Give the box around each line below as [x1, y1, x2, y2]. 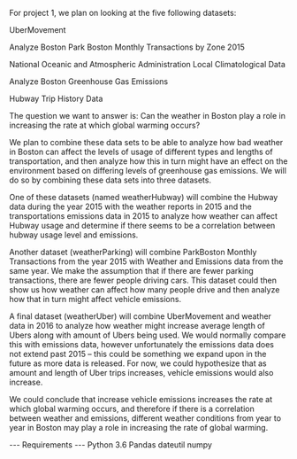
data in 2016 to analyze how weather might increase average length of [9, 321, 265, 331]
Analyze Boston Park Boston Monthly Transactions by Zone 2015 [9, 42, 245, 52]
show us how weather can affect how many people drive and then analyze [9, 284, 280, 295]
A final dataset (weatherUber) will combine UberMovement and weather [9, 311, 272, 322]
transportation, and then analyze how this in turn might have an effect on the [9, 156, 288, 167]
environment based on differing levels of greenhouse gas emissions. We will [9, 166, 287, 175]
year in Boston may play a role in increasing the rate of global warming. [9, 423, 269, 432]
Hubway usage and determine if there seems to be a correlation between [9, 221, 276, 230]
